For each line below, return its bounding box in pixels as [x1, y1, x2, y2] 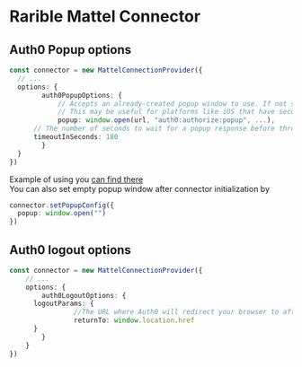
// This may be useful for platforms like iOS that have [57, 108, 276, 117]
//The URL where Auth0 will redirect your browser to [73, 308, 280, 317]
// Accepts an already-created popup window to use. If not [57, 99, 288, 109]
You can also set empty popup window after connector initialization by [9, 183, 271, 194]
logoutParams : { [32, 299, 94, 309]
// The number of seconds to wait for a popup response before [32, 124, 276, 134]
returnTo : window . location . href [73, 316, 195, 325]
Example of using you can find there [9, 173, 144, 185]
